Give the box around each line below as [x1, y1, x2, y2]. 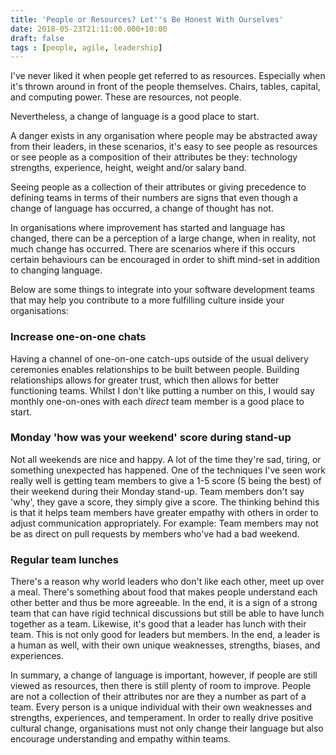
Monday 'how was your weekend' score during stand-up [10, 431, 292, 445]
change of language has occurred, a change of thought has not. [10, 202, 274, 215]
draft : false [10, 33, 65, 43]
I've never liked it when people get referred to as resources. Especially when [10, 70, 326, 82]
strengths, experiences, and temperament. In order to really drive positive [10, 712, 314, 724]
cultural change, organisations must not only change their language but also [10, 722, 324, 735]
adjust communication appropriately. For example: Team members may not [10, 517, 319, 529]
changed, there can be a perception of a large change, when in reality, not [10, 232, 317, 245]
